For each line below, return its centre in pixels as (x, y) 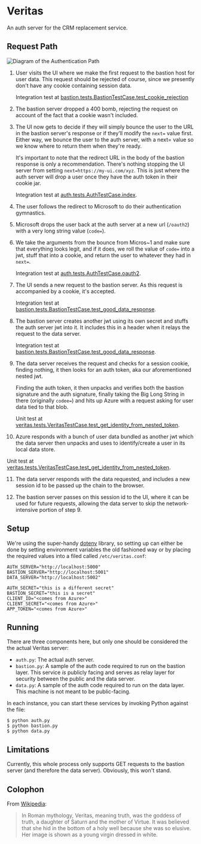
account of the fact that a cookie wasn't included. (77, 115)
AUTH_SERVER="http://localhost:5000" (54, 567)
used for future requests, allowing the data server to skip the (90, 503)
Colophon (25, 789)
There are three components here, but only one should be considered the (97, 642)
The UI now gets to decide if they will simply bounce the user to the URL (104, 127)
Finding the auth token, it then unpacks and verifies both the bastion (100, 387)
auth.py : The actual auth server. (55, 660)
